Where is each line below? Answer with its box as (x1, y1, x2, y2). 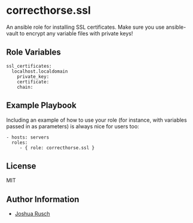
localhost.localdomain (11, 68, 68, 74)
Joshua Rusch (14, 210, 50, 218)
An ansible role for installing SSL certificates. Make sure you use (6, 23, 165, 31)
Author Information (6, 194, 79, 204)
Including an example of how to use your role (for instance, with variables (6, 116, 187, 123)
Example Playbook (6, 100, 76, 111)
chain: (17, 84, 33, 90)
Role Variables (6, 47, 61, 58)
